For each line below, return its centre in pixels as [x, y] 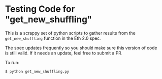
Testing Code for [40, 9]
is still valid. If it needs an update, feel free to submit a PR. [64, 53]
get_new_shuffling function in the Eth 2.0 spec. [53, 38]
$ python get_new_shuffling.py [37, 71]
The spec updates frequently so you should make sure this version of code [81, 48]
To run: [12, 62]
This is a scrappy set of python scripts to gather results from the [70, 33]
